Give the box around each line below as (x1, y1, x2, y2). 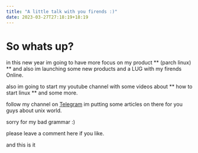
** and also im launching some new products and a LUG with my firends (6, 66, 182, 73)
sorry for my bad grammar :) (6, 119, 76, 126)
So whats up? (6, 40, 74, 53)
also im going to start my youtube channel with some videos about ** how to (6, 83, 193, 90)
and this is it (6, 141, 35, 148)
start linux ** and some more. (6, 89, 78, 96)
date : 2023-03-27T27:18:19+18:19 (6, 14, 89, 20)
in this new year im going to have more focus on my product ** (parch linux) (6, 59, 191, 66)
